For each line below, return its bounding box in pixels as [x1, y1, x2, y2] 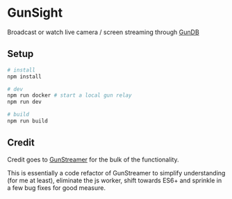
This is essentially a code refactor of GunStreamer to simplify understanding [7, 168, 226, 177]
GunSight [7, 5, 63, 21]
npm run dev [7, 99, 42, 106]
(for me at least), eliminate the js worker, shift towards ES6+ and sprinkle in [7, 176, 222, 184]
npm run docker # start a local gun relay [7, 92, 132, 99]
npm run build [7, 118, 49, 125]
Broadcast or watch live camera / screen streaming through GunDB [7, 28, 199, 36]
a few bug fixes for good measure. [7, 183, 106, 192]
